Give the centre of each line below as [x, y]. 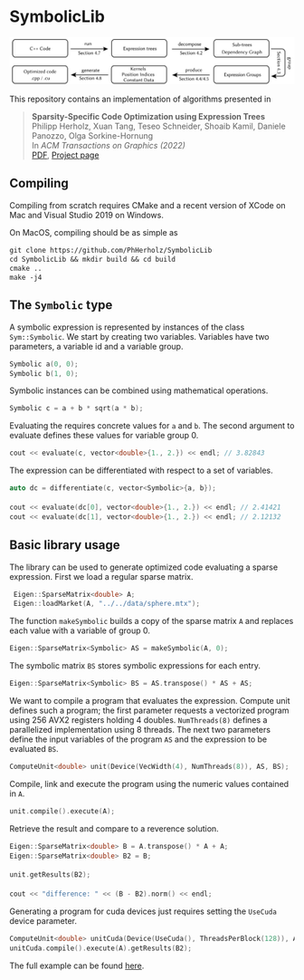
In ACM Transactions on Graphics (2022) [108, 146]
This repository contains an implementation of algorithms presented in [140, 99]
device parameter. [43, 921]
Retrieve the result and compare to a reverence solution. [114, 828]
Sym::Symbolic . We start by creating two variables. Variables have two [139, 336]
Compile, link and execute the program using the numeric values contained [149, 783]
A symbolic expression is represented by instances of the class [127, 327]
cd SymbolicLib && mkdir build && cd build [93, 259]
